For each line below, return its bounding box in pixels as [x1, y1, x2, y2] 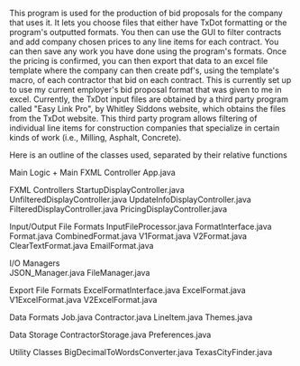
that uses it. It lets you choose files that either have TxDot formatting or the [9, 17, 287, 28]
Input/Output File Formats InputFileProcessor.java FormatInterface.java [9, 221, 272, 232]
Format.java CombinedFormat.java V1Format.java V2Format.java [9, 231, 248, 242]
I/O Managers [9, 258, 60, 269]
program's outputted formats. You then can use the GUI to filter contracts [9, 27, 282, 37]
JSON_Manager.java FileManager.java [9, 268, 150, 278]
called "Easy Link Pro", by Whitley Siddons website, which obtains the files [9, 104, 286, 114]
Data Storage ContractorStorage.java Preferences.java [9, 329, 212, 340]
